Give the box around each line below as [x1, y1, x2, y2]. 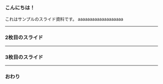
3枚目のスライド [5, 53, 44, 60]
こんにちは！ [5, 4, 35, 11]
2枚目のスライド [5, 34, 43, 41]
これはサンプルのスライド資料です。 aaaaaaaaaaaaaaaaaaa [5, 16, 124, 22]
